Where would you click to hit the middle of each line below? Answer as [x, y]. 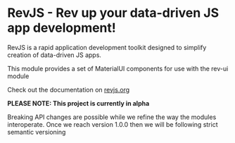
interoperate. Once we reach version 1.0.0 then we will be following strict [113, 124]
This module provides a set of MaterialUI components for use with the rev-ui [118, 68]
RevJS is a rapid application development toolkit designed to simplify [107, 47]
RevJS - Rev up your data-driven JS [113, 13]
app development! [62, 28]
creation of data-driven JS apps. [55, 55]
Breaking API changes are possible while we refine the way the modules [112, 117]
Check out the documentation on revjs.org [69, 89]
